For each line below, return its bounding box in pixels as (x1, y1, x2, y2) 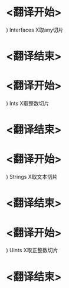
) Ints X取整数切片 (6, 100, 50, 107)
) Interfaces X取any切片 (6, 26, 64, 33)
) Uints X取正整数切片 (6, 247, 58, 254)
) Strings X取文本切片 (6, 174, 58, 181)
